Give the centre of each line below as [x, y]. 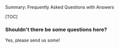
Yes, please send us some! [33, 40]
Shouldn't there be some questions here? [56, 29]
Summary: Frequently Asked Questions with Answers [60, 7]
